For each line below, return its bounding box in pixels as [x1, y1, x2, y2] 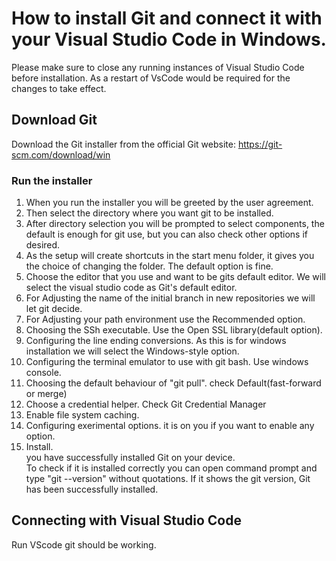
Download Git [11, 112, 98, 129]
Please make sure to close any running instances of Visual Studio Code [11, 61, 305, 73]
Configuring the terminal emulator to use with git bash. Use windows [25, 356, 309, 368]
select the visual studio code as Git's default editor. [25, 282, 238, 294]
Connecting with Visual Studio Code [11, 512, 242, 529]
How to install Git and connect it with [11, 7, 323, 30]
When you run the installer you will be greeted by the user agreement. [25, 197, 314, 209]
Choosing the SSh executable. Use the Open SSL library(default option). [25, 324, 323, 336]
